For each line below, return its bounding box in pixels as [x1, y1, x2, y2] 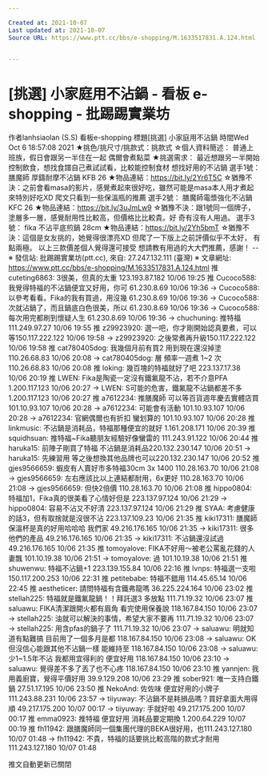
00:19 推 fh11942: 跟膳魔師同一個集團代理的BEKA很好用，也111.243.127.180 [8, 724, 253, 734]
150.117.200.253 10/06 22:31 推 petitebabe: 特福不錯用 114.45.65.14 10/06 [8, 574, 247, 584]
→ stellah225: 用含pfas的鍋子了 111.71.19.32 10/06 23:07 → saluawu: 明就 [8, 624, 247, 633]
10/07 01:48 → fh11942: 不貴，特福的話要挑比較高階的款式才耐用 [8, 734, 220, 744]
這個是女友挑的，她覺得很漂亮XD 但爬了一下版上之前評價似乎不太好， [22, 233, 252, 243]
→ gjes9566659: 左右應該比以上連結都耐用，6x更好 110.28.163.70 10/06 [8, 474, 244, 483]
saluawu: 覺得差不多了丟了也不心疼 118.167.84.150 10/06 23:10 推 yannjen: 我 [8, 664, 259, 673]
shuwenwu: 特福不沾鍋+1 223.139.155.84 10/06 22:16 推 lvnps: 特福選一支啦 [8, 564, 257, 573]
